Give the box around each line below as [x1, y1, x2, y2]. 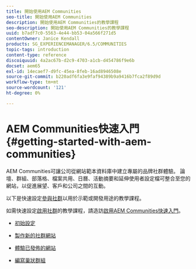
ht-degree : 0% [6, 90, 41, 96]
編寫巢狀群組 [14, 257, 46, 264]
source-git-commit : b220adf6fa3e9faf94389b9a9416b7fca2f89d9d [6, 74, 161, 80]
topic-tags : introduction [6, 47, 69, 53]
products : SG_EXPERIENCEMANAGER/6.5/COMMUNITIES [6, 42, 127, 47]
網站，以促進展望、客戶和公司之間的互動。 [6, 182, 109, 189]
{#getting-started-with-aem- [6, 135, 152, 148]
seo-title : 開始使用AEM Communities [6, 14, 92, 20]
